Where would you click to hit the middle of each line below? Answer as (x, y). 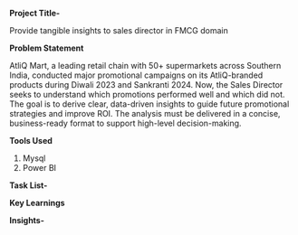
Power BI (39, 168)
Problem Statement (47, 48)
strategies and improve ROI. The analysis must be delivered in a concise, (145, 113)
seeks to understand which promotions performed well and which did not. (147, 94)
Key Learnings (37, 203)
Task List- (29, 185)
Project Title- (35, 13)
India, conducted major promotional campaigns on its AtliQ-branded (136, 75)
